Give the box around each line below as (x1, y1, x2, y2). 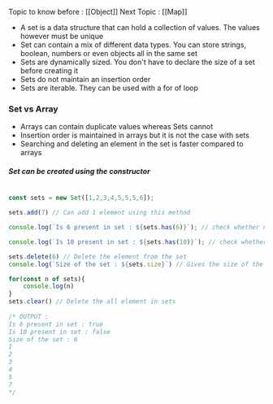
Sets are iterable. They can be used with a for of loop (19, 83, 199, 93)
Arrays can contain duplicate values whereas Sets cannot (19, 122, 214, 132)
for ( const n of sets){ (8, 275, 85, 283)
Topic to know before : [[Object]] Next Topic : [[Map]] (8, 7, 188, 16)
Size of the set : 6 (8, 335, 79, 344)
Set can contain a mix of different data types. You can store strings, (19, 40, 246, 50)
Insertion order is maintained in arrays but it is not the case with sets (19, 130, 249, 141)
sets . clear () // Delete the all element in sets (8, 298, 176, 306)
